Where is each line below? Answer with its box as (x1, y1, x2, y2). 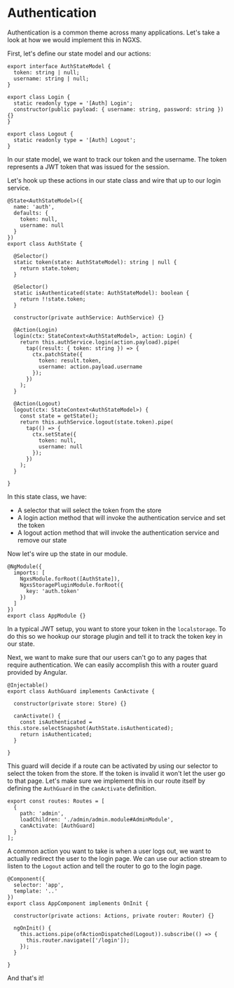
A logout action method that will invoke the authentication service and (17, 528, 219, 537)
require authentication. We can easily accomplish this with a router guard (7, 661, 219, 669)
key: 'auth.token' (25, 587, 80, 594)
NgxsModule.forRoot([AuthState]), (20, 575, 121, 583)
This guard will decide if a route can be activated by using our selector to (7, 761, 219, 770)
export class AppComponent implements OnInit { (7, 899, 149, 907)
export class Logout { (7, 130, 74, 138)
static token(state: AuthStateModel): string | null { (13, 259, 177, 266)
